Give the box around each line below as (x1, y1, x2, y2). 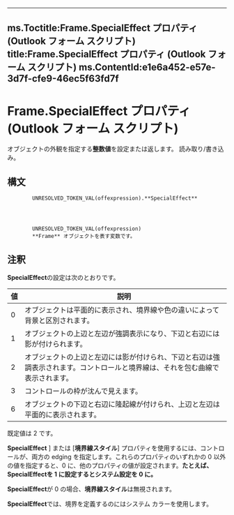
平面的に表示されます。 (24, 410, 101, 419)
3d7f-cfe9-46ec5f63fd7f (7, 73, 120, 84)
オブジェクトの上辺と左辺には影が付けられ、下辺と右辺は (24, 352, 214, 361)
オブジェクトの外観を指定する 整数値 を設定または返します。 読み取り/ (7, 144, 206, 154)
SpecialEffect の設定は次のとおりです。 (7, 273, 120, 281)
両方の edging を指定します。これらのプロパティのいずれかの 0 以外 (31, 452, 226, 461)
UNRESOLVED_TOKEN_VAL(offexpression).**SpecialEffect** (32, 195, 198, 202)
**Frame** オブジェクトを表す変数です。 (32, 233, 136, 240)
